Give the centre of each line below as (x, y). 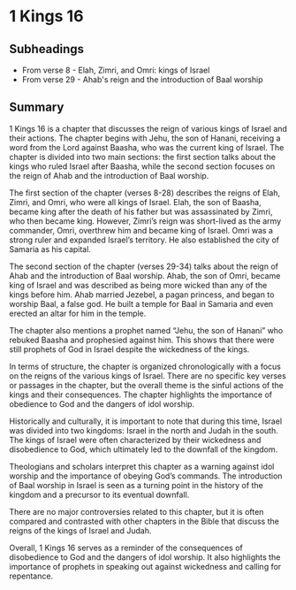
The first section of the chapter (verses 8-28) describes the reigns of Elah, (145, 193)
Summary (37, 107)
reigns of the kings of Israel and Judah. (80, 530)
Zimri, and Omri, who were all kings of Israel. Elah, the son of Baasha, (136, 202)
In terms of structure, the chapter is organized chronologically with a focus (145, 366)
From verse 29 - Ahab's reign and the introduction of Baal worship (142, 80)
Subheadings (47, 49)
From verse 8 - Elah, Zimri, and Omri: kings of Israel (116, 70)
